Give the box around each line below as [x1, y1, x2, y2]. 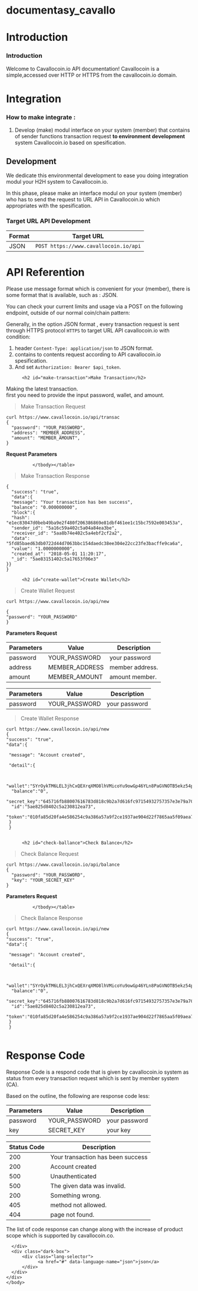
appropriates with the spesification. [6, 202, 93, 209]
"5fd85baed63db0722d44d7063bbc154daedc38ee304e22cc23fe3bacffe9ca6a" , [6, 541, 183, 547]
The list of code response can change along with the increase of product [6, 1226, 183, 1233]
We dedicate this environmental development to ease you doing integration [6, 172, 189, 179]
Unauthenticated [50, 1172, 97, 1181]
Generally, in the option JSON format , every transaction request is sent [6, 321, 180, 328]
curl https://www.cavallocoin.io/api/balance [6, 862, 120, 868]
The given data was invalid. [50, 1182, 126, 1190]
